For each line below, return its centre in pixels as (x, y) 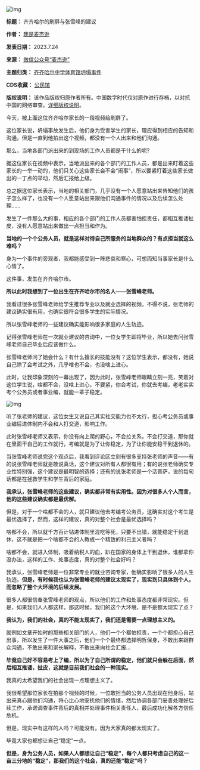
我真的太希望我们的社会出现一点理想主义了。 (61, 680)
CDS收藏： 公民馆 (28, 85)
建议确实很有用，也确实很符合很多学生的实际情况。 (69, 311)
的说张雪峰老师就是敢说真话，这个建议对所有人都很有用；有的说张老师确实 (97, 464)
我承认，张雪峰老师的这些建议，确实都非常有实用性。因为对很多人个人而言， (100, 491)
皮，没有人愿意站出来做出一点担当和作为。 (58, 226)
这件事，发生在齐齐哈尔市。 (40, 279)
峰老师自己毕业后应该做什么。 (43, 344)
